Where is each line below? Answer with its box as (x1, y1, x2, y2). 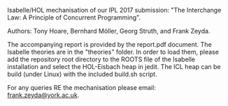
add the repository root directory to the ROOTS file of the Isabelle (7, 55, 196, 63)
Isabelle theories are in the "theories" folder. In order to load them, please (7, 48, 219, 56)
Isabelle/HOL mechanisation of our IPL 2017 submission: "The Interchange (7, 6, 222, 14)
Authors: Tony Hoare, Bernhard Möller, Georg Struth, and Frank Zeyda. (7, 27, 211, 35)
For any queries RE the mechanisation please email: (7, 84, 156, 91)
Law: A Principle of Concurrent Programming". (7, 13, 141, 22)
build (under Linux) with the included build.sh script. (7, 70, 157, 78)
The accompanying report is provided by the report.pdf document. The (7, 40, 212, 48)
